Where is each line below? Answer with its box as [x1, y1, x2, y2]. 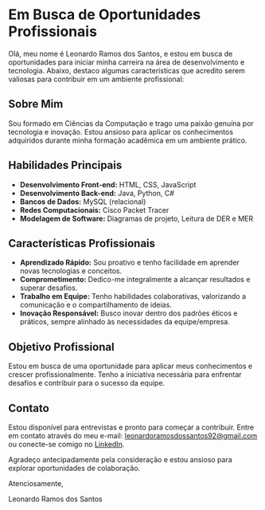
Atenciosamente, [8, 479, 64, 488]
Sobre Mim [8, 97, 64, 111]
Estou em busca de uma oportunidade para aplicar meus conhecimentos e [8, 361, 253, 371]
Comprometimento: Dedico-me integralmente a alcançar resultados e [19, 275, 251, 284]
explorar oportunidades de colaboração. [8, 464, 141, 473]
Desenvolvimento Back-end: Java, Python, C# [19, 188, 175, 198]
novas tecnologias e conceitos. [19, 266, 122, 276]
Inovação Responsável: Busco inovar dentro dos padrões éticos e [19, 308, 238, 318]
